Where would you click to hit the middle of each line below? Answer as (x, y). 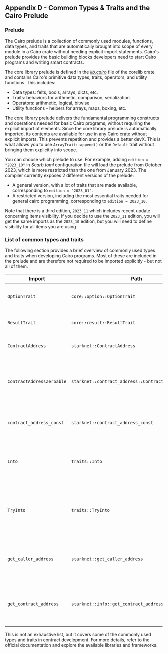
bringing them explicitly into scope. (41, 150)
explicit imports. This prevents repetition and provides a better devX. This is (83, 139)
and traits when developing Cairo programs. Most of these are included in (81, 256)
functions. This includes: (30, 82)
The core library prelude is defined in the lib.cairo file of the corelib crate (80, 72)
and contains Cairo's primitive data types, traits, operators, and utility (76, 77)
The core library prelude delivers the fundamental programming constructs (82, 118)
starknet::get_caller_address (107, 559)
